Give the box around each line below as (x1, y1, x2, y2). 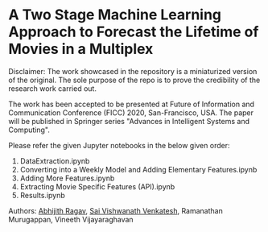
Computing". (8, 125, 50, 135)
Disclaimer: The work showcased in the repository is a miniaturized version (8, 66, 258, 76)
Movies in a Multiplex (8, 40, 154, 58)
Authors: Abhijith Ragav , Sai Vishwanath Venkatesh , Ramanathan (8, 205, 223, 215)
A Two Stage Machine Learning (8, 6, 222, 24)
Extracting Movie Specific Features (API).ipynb (19, 181, 175, 191)
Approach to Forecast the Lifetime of (8, 23, 259, 41)
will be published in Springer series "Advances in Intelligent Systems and (8, 116, 250, 126)
